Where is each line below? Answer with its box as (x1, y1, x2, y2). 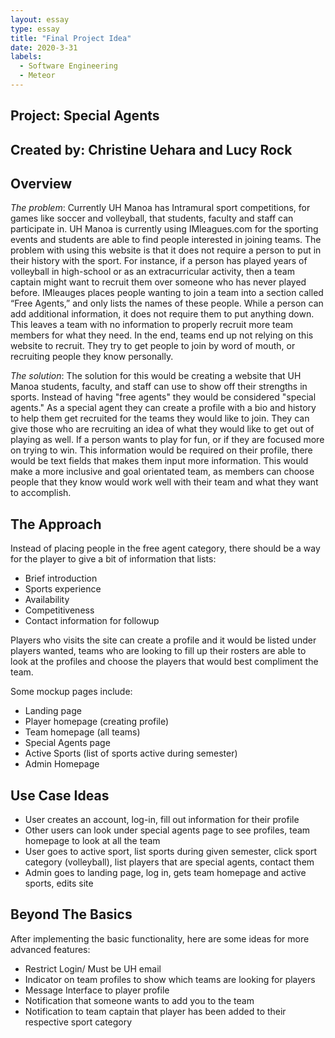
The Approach (10, 516, 102, 533)
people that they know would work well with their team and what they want (10, 476, 319, 488)
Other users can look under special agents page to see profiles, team (24, 824, 311, 836)
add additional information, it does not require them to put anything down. (10, 308, 315, 320)
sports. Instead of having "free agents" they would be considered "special (10, 391, 317, 403)
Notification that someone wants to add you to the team (24, 994, 255, 1006)
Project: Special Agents (10, 107, 160, 125)
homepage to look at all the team (24, 835, 161, 847)
